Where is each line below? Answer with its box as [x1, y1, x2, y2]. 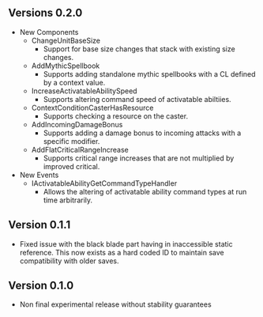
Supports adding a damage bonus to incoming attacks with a [43, 128, 242, 138]
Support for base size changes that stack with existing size [43, 43, 235, 54]
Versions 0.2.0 [8, 6, 83, 20]
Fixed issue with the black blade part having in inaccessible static [19, 239, 233, 248]
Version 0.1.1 [8, 218, 71, 232]
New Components [19, 27, 79, 36]
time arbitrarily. [43, 195, 93, 205]
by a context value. [43, 77, 106, 87]
